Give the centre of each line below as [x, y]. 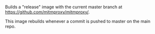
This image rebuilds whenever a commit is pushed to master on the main [78, 21]
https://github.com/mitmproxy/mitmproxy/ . [47, 12]
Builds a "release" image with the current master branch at [64, 7]
